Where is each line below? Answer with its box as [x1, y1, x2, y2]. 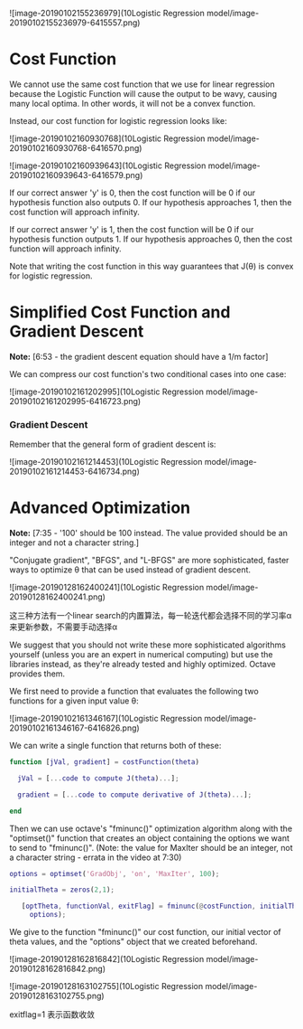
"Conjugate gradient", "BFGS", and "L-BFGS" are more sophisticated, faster [9, 555, 289, 566]
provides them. [9, 668, 66, 679]
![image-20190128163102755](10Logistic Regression [9, 981, 204, 992]
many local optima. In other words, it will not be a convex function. [9, 98, 256, 109]
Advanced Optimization [9, 497, 191, 518]
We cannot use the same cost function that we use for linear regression [9, 79, 275, 90]
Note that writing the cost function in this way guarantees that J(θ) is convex [9, 260, 294, 271]
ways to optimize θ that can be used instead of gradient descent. [9, 564, 251, 575]
